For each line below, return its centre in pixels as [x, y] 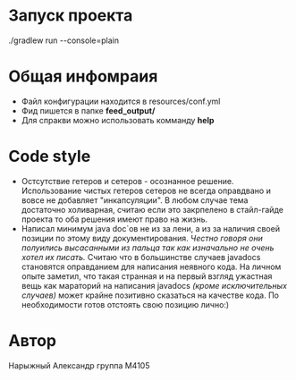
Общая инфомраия [83, 76]
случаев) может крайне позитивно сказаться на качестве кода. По [150, 295]
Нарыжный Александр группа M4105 [79, 365]
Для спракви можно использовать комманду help [118, 120]
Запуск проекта [71, 16]
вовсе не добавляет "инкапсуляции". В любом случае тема [135, 200]
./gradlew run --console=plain [64, 40]
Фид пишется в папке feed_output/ [88, 110]
